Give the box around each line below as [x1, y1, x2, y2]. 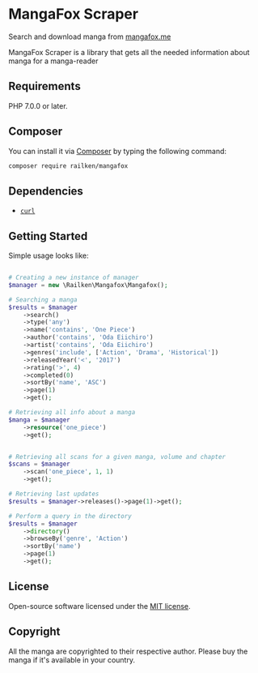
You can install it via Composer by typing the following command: [8, 146, 227, 156]
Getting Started [8, 229, 88, 243]
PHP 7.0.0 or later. [8, 101, 68, 110]
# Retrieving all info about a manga [8, 409, 136, 417]
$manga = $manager [8, 415, 70, 424]
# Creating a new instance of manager [8, 273, 139, 282]
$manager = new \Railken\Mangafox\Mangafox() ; [8, 281, 168, 289]
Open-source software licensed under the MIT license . [8, 601, 192, 611]
